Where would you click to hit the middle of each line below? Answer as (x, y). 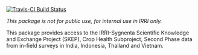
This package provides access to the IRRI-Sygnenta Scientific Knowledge (98, 33)
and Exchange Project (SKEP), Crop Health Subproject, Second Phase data (99, 39)
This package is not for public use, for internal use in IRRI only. (84, 21)
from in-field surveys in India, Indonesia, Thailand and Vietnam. (85, 46)
